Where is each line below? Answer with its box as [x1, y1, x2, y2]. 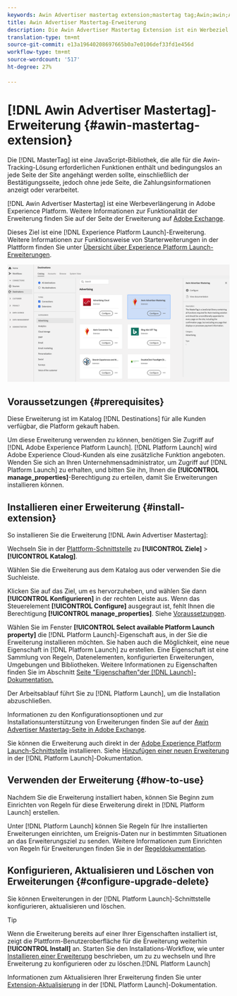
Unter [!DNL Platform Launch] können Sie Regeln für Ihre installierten [7, 822, 208, 830]
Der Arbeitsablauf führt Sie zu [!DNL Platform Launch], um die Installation [7, 688, 221, 698]
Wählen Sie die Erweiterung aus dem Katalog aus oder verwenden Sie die [7, 565, 221, 574]
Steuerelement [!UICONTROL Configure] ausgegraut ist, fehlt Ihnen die [7, 602, 215, 610]
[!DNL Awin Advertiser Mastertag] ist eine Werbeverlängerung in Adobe [7, 199, 216, 207]
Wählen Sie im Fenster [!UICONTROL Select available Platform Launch [7, 623, 215, 631]
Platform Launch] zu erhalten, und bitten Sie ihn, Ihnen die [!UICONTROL [7, 466, 219, 474]
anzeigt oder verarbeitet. [7, 186, 80, 194]
